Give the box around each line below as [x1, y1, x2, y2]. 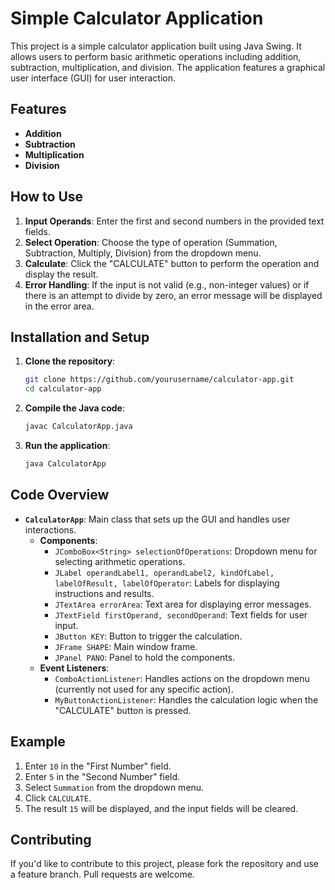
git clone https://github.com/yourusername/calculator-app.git [24, 375, 295, 385]
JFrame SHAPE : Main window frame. [54, 640, 198, 652]
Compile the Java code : [24, 402, 125, 414]
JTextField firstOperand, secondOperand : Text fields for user [54, 608, 308, 621]
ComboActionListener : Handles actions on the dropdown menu [54, 672, 310, 684]
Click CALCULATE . [24, 792, 92, 804]
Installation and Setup [10, 328, 150, 346]
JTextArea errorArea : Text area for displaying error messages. [54, 598, 312, 610]
